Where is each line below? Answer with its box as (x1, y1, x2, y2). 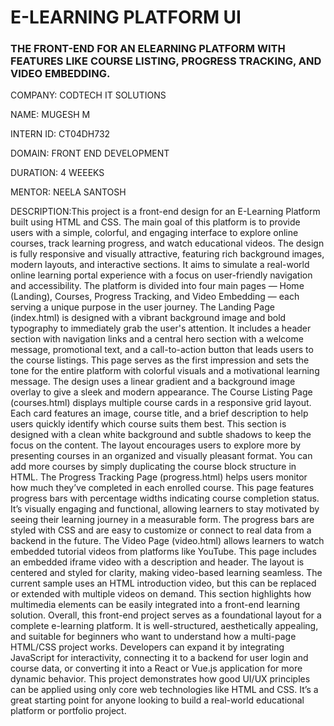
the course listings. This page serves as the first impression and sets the (10, 354, 310, 366)
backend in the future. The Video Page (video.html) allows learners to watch (10, 535, 325, 547)
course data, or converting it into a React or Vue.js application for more (10, 662, 303, 675)
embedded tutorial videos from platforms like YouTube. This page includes (10, 546, 317, 558)
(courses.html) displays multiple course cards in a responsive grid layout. (10, 397, 312, 409)
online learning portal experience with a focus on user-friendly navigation (10, 269, 313, 281)
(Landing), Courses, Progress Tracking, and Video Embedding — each (10, 291, 300, 303)
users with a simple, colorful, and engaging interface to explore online (10, 227, 299, 239)
